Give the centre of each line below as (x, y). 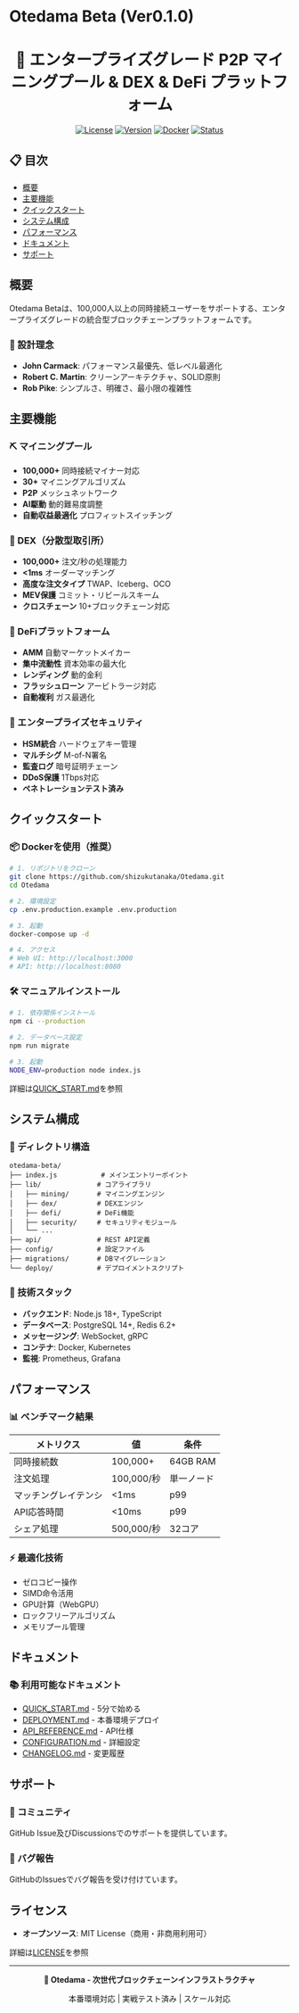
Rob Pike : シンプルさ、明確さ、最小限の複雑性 (107, 388)
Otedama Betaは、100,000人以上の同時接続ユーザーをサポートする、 (136, 308)
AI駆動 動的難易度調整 (63, 504)
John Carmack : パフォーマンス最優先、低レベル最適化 (122, 366)
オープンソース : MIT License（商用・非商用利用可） (117, 1934)
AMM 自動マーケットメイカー (77, 652)
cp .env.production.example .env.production (93, 909)
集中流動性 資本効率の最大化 (74, 664)
